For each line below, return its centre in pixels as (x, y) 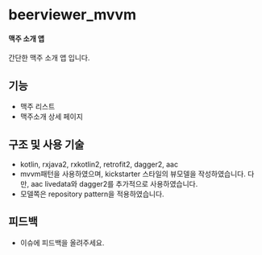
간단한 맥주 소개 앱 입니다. (49, 58)
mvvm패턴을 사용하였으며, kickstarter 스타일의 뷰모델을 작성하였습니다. (133, 174)
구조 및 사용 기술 (46, 144)
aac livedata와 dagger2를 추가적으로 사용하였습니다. (114, 184)
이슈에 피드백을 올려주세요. (62, 242)
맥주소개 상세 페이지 (51, 117)
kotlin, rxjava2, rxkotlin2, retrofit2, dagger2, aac (99, 165)
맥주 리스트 (37, 107)
